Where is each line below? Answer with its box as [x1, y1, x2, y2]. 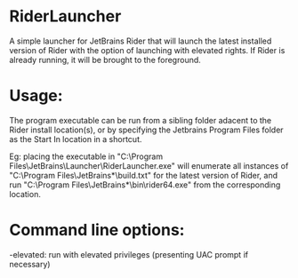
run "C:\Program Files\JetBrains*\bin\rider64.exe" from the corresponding [9, 179, 281, 190]
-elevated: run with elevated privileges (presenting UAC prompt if [9, 249, 249, 259]
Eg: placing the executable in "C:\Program [9, 151, 163, 162]
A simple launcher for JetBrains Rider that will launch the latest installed [9, 36, 272, 46]
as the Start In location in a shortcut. [9, 133, 142, 144]
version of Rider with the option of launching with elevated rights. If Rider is [9, 44, 286, 55]
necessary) [9, 258, 51, 269]
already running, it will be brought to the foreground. [9, 54, 202, 65]
